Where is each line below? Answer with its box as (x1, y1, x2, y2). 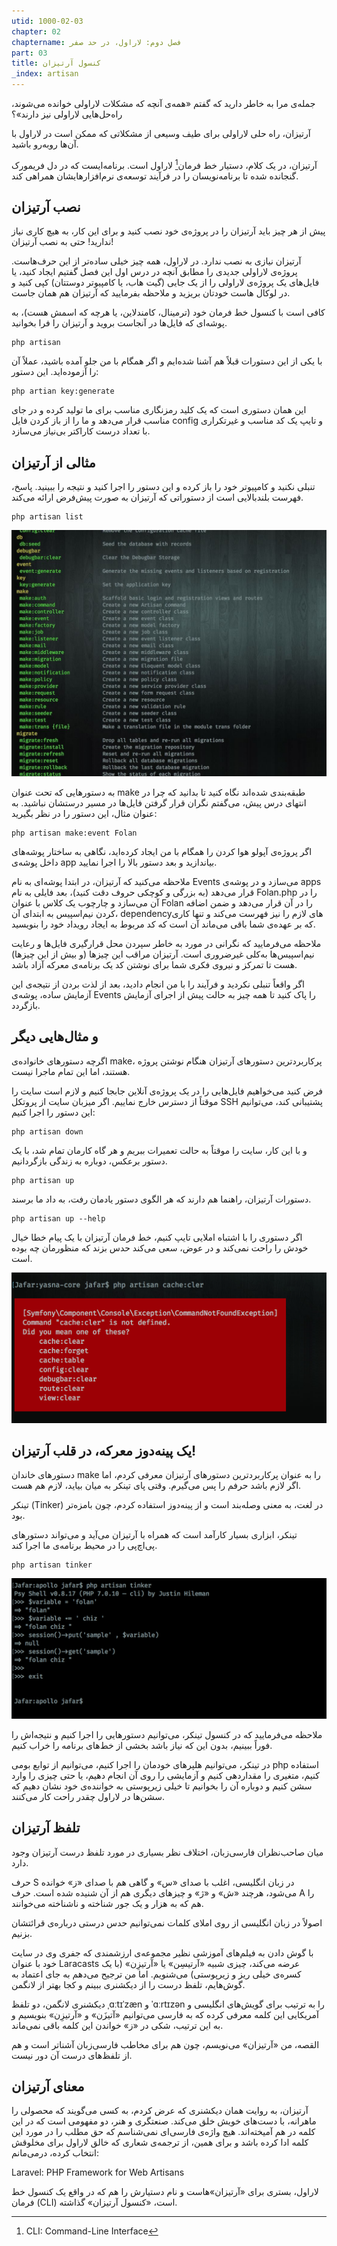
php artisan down (11, 1126, 84, 1137)
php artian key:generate (11, 386, 115, 397)
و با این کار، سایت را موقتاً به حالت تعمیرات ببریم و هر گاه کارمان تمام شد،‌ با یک (11, 1144, 308, 1156)
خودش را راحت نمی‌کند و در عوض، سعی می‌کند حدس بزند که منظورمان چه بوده (11, 1241, 309, 1254)
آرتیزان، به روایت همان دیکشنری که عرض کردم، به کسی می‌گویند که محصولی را (11, 2105, 309, 2117)
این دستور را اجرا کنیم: (11, 1106, 96, 1118)
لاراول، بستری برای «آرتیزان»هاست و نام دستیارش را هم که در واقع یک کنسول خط (11, 2186, 319, 2198)
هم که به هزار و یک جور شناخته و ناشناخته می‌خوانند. (11, 1897, 204, 1909)
